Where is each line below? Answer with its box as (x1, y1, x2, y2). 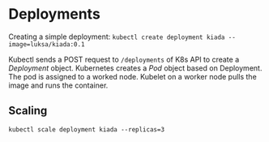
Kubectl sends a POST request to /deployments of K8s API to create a (8, 54, 240, 64)
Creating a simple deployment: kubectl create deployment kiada (8, 32, 225, 41)
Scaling (8, 104, 48, 118)
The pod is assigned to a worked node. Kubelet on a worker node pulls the (8, 71, 257, 81)
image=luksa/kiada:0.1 (8, 40, 85, 49)
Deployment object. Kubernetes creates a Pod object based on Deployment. (8, 62, 263, 73)
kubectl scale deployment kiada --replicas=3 (8, 125, 164, 134)
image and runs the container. (8, 80, 109, 90)
